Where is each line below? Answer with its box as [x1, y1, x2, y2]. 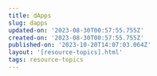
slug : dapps [8, 19, 48, 27]
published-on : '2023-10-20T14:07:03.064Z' [8, 41, 151, 49]
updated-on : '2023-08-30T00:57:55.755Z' [8, 26, 145, 34]
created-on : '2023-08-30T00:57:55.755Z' [8, 33, 145, 42]
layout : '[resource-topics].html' [8, 48, 124, 56]
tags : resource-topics [8, 56, 84, 64]
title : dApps [8, 11, 52, 20]
